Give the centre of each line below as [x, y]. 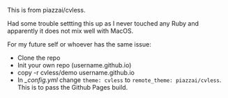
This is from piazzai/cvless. [46, 10]
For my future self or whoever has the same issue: [79, 44]
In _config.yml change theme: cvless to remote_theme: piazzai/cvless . [119, 80]
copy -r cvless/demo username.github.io [76, 73]
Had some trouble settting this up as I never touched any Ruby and [103, 23]
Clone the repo [39, 58]
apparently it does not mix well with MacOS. [70, 31]
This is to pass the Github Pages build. [73, 87]
